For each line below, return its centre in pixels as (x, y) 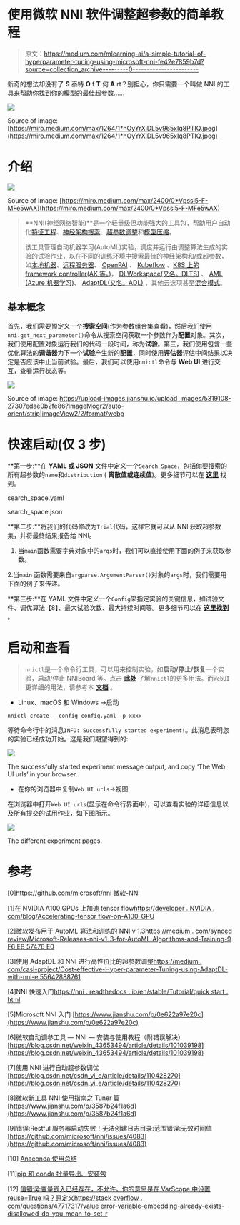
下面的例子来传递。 (36, 584)
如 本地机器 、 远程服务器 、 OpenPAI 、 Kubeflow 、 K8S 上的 (112, 264)
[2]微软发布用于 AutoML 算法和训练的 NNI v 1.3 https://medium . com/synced (120, 931)
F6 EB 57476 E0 (31, 946)
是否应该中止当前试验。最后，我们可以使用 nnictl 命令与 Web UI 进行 (114, 361)
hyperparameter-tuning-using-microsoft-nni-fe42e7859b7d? (115, 61)
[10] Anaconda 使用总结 (42, 1159)
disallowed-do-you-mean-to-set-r (58, 1213)
